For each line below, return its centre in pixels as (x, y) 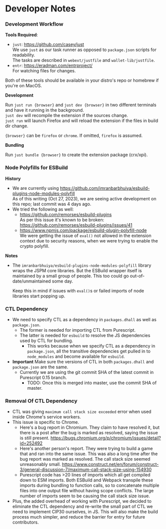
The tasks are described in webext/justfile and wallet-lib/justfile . (83, 60)
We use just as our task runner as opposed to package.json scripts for (84, 50)
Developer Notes (40, 9)
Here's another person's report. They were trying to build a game (86, 449)
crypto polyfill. (34, 246)
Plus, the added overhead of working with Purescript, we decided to (82, 501)
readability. (24, 55)
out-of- (137, 276)
